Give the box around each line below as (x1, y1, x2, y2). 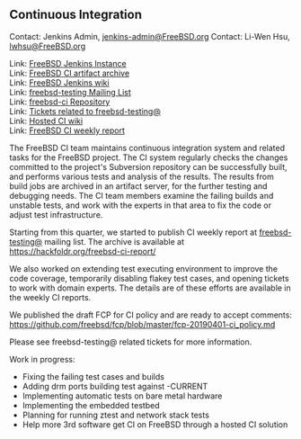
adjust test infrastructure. (9, 209, 103, 219)
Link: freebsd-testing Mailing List (9, 86, 132, 97)
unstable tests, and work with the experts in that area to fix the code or (9, 200, 272, 211)
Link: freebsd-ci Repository (9, 96, 111, 107)
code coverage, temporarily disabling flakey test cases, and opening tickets (9, 273, 289, 283)
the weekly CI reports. (9, 291, 92, 302)
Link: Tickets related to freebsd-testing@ (9, 105, 162, 116)
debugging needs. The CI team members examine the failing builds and (9, 190, 274, 201)
